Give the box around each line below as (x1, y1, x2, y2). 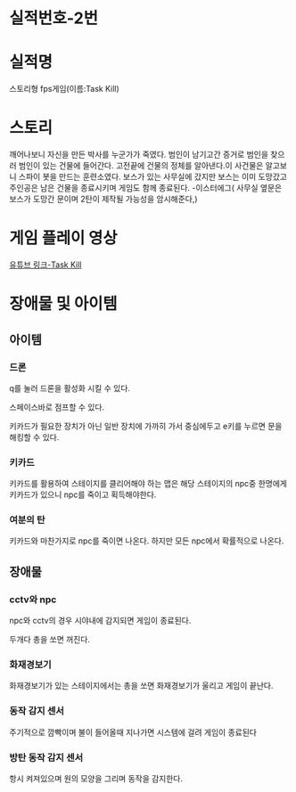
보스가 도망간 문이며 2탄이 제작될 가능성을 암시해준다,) (9, 193, 198, 205)
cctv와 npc (9, 593, 57, 606)
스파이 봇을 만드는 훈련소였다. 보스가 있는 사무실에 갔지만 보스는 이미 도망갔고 (18, 171, 288, 183)
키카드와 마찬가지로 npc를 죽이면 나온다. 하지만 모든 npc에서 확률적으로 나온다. (9, 535, 284, 546)
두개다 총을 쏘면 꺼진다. (9, 634, 91, 645)
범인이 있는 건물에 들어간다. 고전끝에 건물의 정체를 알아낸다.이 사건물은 (18, 160, 264, 171)
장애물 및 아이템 (9, 294, 118, 314)
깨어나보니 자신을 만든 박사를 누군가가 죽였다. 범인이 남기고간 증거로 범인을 (9, 149, 269, 160)
